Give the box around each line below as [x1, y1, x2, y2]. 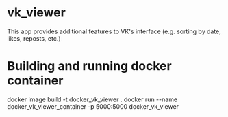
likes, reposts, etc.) [7, 34, 61, 42]
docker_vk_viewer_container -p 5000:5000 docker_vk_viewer [7, 102, 179, 110]
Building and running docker [7, 58, 173, 74]
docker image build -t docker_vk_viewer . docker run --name [7, 95, 178, 103]
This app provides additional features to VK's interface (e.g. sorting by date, [7, 27, 221, 35]
